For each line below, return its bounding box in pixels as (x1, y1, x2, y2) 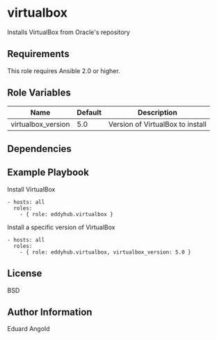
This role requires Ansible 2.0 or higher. (7, 66, 120, 75)
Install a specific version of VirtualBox (7, 223, 115, 231)
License (7, 268, 42, 279)
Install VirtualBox (7, 185, 56, 193)
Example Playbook (7, 167, 89, 178)
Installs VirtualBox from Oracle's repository (7, 28, 131, 36)
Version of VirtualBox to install (108, 119, 207, 129)
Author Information (7, 306, 93, 318)
